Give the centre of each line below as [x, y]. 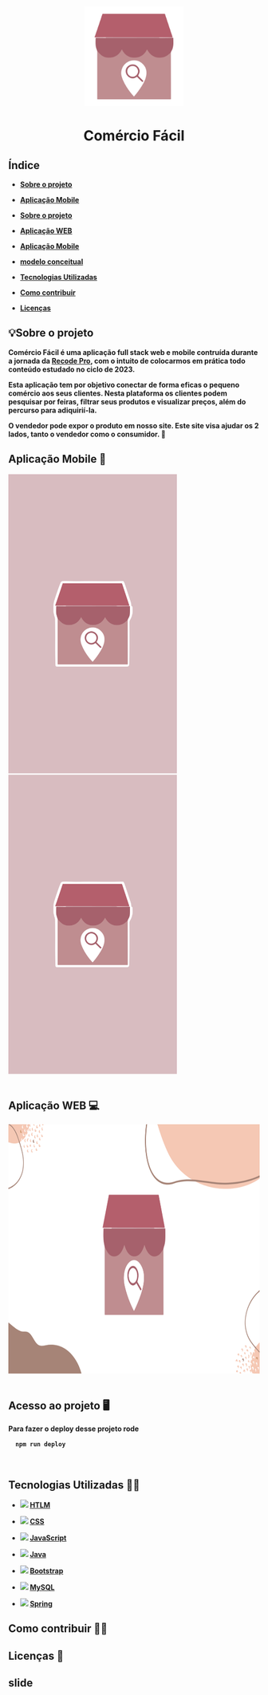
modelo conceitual [51, 262]
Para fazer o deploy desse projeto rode [74, 1429]
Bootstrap [47, 1571]
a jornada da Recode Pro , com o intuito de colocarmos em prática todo [127, 361]
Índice [24, 165]
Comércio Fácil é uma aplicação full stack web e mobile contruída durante [133, 352]
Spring [41, 1603]
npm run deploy [41, 1445]
